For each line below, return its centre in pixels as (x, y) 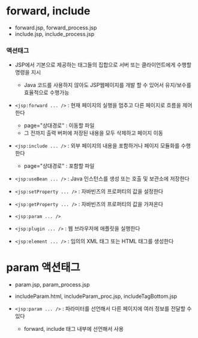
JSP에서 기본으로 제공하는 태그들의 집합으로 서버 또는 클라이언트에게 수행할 (103, 65)
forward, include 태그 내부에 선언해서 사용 (74, 329)
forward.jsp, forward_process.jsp (56, 28)
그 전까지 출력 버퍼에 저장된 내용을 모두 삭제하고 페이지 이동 (93, 133)
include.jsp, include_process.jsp (55, 34)
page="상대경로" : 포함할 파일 (59, 166)
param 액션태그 (43, 268)
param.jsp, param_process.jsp (52, 285)
